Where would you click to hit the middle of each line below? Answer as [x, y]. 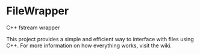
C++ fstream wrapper [33, 27]
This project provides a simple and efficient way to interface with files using [100, 39]
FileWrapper [38, 11]
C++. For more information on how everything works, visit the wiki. [89, 45]
